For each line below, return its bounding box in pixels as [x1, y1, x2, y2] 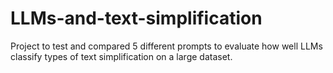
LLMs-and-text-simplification [10, 7, 263, 30]
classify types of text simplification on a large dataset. [10, 50, 233, 62]
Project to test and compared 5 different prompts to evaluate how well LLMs [10, 40, 323, 52]
